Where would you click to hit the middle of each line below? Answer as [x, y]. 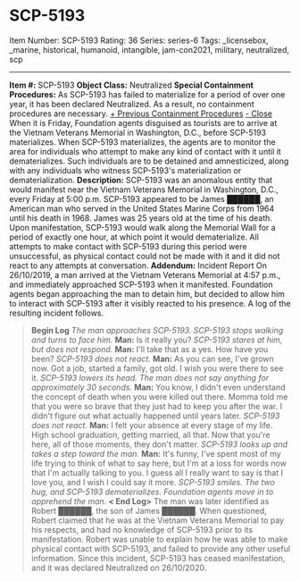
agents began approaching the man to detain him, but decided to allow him [147, 294]
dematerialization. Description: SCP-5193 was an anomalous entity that [141, 180]
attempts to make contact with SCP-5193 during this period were [128, 246]
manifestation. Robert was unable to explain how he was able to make [159, 539]
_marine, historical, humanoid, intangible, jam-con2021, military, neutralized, [150, 49]
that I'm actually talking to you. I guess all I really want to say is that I [157, 472]
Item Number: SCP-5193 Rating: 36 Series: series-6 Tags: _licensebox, [139, 40]
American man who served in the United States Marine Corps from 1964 [142, 208]
